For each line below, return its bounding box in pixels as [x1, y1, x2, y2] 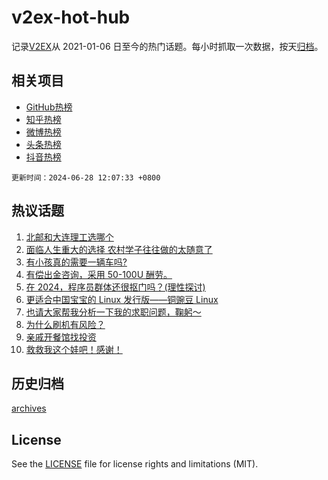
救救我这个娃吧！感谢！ [25, 343, 123, 355]
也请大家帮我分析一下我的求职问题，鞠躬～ [25, 306, 202, 318]
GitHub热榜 [25, 101, 73, 113]
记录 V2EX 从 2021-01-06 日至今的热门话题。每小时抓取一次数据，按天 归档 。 [11, 40, 324, 52]
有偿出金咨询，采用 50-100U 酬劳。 [25, 268, 173, 280]
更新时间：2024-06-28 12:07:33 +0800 [11, 172, 161, 183]
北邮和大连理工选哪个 [25, 231, 114, 243]
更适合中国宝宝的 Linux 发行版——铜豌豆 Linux [25, 293, 219, 305]
